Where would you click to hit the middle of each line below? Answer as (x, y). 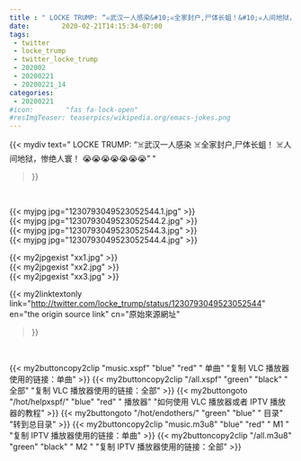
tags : (19, 34)
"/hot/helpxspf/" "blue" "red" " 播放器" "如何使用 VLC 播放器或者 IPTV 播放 (147, 402)
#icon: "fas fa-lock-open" (74, 110)
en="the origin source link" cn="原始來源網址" (95, 315)
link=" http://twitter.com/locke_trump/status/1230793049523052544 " (137, 304)
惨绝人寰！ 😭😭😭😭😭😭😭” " (98, 159)
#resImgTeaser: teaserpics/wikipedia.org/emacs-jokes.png (120, 118)
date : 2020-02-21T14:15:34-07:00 (86, 26)
